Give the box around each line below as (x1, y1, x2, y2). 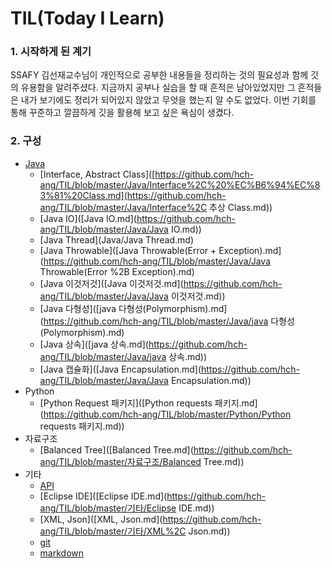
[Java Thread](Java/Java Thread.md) (39, 233, 195, 246)
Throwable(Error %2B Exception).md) (39, 265, 195, 277)
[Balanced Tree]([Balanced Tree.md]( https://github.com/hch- (39, 443, 293, 456)
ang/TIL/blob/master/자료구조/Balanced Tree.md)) (39, 455, 245, 467)
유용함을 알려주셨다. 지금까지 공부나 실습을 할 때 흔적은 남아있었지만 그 (20, 82, 296, 94)
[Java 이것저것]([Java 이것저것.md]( (39, 277, 184, 289)
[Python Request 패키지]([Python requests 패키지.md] (39, 397, 258, 409)
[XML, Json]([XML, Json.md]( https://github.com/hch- (39, 513, 262, 525)
